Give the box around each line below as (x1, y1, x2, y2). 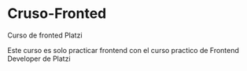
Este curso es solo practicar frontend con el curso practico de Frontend (7, 45, 239, 55)
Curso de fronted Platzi (7, 30, 83, 40)
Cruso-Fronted (7, 5, 107, 23)
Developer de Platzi (7, 54, 72, 63)
